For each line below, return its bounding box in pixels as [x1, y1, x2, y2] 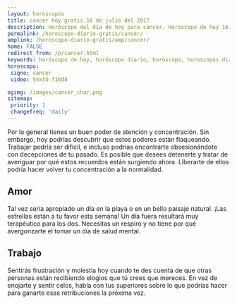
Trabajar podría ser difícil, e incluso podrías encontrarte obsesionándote [7, 142, 217, 151]
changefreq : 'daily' [10, 109, 71, 116]
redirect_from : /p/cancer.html [7, 50, 99, 57]
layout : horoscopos [7, 10, 65, 18]
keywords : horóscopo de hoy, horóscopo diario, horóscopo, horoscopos [7, 56, 219, 63]
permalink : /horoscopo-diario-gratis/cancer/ [7, 30, 143, 37]
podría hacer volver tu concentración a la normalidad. [7, 165, 164, 174]
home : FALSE [7, 43, 42, 50]
